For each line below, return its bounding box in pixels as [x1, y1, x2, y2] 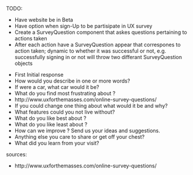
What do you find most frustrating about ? [14, 90, 116, 97]
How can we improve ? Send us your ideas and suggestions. [14, 127, 160, 134]
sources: [6, 151, 27, 157]
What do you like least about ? [14, 121, 88, 128]
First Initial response [14, 71, 64, 78]
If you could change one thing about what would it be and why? [14, 102, 168, 109]
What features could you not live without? [14, 108, 115, 115]
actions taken [14, 35, 47, 42]
